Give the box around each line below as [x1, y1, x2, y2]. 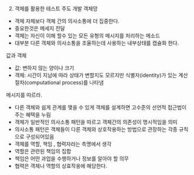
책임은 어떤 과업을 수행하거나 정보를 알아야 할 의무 [14, 155, 129, 162]
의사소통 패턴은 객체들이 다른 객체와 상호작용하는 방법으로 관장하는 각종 [14, 126, 178, 133]
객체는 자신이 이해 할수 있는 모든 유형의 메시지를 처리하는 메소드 [14, 32, 160, 39]
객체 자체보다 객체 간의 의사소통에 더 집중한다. [14, 18, 120, 25]
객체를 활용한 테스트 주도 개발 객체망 [14, 5, 98, 12]
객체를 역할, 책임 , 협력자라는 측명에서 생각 [14, 140, 112, 147]
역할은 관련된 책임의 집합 [14, 148, 72, 155]
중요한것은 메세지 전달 [14, 25, 66, 32]
